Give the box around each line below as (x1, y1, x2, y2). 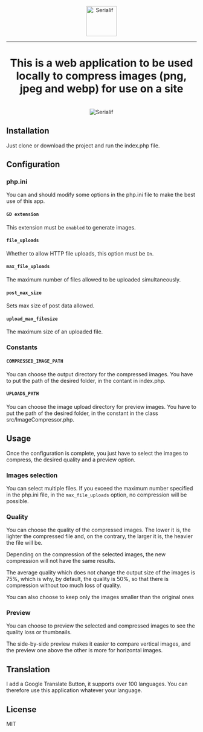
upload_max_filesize (6, 316, 59, 322)
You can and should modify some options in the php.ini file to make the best (6, 191, 195, 199)
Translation (6, 664, 50, 675)
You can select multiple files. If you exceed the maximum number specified (6, 484, 193, 492)
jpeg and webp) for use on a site (19, 82, 184, 96)
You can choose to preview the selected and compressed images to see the (6, 622, 195, 629)
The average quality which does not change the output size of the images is (6, 569, 195, 576)
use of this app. (6, 197, 45, 205)
